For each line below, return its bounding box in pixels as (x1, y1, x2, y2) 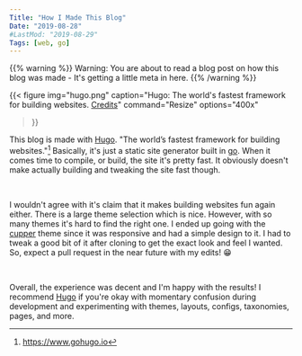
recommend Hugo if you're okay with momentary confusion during (9, 291, 257, 302)
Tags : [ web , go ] (9, 38, 70, 48)
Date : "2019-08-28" (9, 22, 83, 31)
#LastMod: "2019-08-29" (9, 30, 99, 39)
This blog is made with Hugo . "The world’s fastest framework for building (9, 134, 280, 145)
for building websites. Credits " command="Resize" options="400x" (9, 100, 259, 111)
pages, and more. (9, 310, 75, 321)
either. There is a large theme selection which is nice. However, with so (9, 209, 272, 219)
